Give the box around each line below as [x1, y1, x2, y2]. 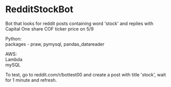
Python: [5, 36, 22, 42]
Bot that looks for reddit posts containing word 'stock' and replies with [5, 20, 154, 26]
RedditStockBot [5, 4, 74, 15]
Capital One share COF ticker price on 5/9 [5, 25, 94, 32]
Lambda [5, 56, 23, 62]
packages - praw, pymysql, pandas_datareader [5, 41, 105, 47]
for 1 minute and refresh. [5, 77, 57, 83]
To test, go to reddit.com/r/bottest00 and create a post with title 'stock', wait [5, 71, 166, 77]
